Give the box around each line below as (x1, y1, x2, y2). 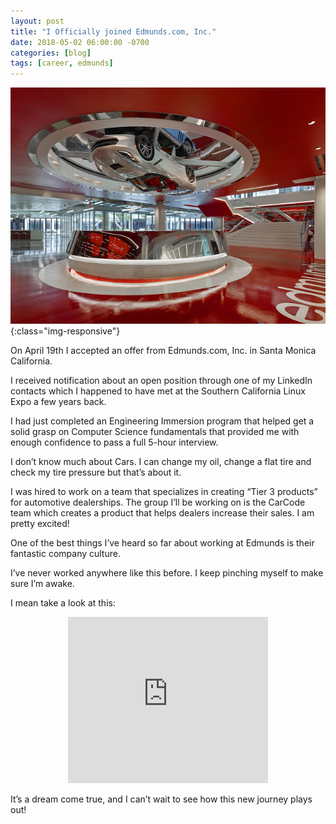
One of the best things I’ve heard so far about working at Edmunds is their (10, 537, 315, 549)
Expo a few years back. (10, 396, 107, 408)
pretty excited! (10, 518, 70, 530)
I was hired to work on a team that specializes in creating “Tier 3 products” (10, 486, 318, 498)
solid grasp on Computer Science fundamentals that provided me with (10, 426, 300, 438)
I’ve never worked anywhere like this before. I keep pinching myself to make (10, 567, 324, 579)
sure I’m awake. (10, 578, 75, 590)
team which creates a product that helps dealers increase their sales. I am (10, 507, 315, 519)
